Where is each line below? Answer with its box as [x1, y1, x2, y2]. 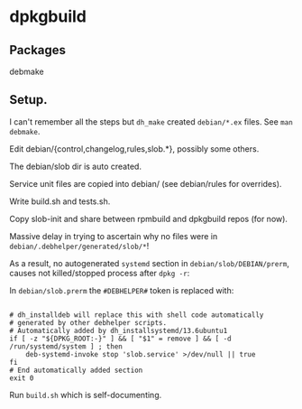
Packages [9, 42, 66, 58]
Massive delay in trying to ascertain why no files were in [9, 230, 218, 241]
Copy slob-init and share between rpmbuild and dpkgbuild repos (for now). [9, 213, 288, 224]
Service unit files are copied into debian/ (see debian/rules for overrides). [9, 178, 282, 189]
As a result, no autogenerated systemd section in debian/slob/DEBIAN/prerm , [9, 257, 290, 268]
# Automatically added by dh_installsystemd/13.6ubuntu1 [9, 326, 228, 335]
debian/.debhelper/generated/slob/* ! [9, 240, 150, 251]
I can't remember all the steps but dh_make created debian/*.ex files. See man [9, 116, 293, 127]
